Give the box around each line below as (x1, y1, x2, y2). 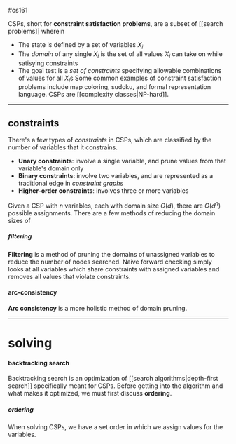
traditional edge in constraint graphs (18, 179, 124, 188)
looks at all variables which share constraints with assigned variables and (8, 264, 220, 273)
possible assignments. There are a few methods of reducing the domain (8, 208, 216, 217)
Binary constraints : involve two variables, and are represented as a (18, 172, 214, 180)
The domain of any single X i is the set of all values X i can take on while (18, 49, 223, 60)
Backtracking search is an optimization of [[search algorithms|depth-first (8, 375, 218, 383)
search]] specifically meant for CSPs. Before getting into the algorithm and (8, 382, 223, 390)
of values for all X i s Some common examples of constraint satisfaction (18, 74, 221, 83)
